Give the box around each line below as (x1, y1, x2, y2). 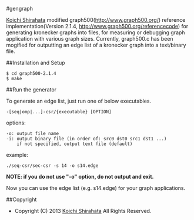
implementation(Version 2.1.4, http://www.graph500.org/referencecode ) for (6, 23, 189, 29)
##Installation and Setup (6, 59, 66, 66)
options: (6, 119, 26, 126)
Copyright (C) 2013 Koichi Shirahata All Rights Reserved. (14, 208, 152, 214)
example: (6, 152, 28, 158)
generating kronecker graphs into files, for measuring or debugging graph (6, 29, 185, 36)
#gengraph (6, 5, 34, 12)
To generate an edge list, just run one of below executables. (6, 97, 152, 104)
